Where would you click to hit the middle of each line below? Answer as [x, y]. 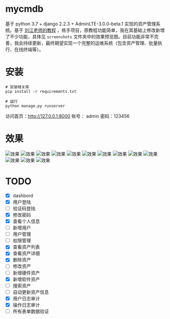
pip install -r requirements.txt [41, 91]
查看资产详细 [26, 253]
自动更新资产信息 [31, 292]
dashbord [23, 195]
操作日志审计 [26, 305]
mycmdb [24, 9]
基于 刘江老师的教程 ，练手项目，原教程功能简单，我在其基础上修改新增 [89, 30]
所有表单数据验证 [31, 311]
